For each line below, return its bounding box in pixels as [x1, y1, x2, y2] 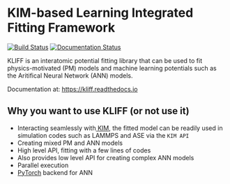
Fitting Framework [7, 20, 116, 36]
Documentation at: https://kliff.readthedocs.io [7, 85, 138, 93]
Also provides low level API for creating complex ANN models [17, 153, 194, 162]
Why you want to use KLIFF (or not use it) [7, 105, 190, 117]
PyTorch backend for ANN [17, 168, 93, 176]
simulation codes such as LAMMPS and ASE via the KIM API [17, 131, 190, 139]
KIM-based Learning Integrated [7, 5, 194, 21]
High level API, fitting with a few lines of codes [17, 146, 151, 155]
